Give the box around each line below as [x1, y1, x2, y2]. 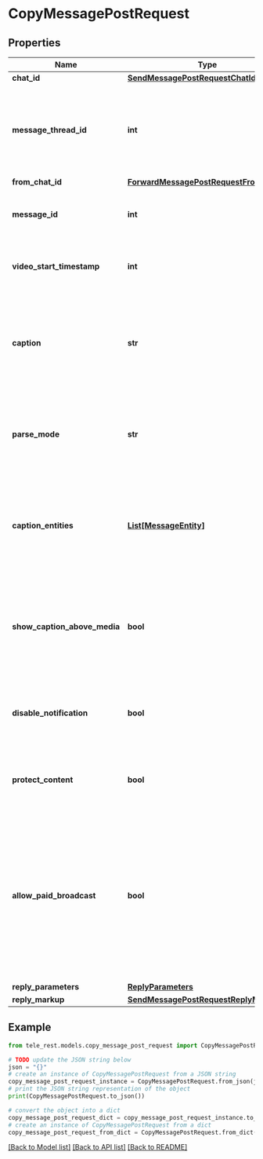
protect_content [12, 774, 74, 785]
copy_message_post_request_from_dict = [8, 1128, 139, 1136]
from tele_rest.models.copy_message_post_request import [8, 1041, 198, 1049]
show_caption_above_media [12, 621, 120, 632]
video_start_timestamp [12, 261, 100, 272]
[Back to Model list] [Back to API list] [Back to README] [8, 1143, 188, 1152]
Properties [8, 36, 61, 49]
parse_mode [12, 429, 60, 440]
